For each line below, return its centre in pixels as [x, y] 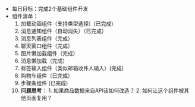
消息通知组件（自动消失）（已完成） [64, 31]
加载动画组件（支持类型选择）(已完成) [67, 23]
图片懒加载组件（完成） [49, 53]
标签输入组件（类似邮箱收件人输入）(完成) [72, 68]
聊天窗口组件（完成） [47, 46]
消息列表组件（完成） [47, 38]
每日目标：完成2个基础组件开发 [50, 9]
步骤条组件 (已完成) [44, 83]
